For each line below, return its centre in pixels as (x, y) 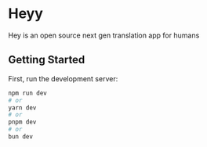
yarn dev (22, 108)
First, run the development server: (63, 78)
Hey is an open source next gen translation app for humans (104, 35)
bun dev (21, 137)
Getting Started (47, 60)
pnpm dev (22, 122)
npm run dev (27, 93)
